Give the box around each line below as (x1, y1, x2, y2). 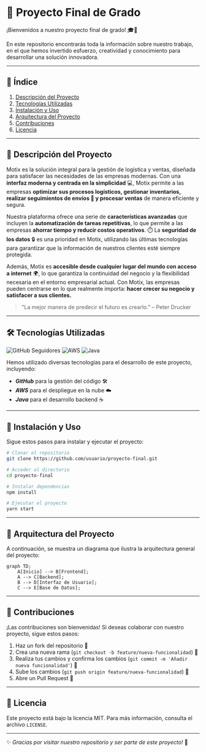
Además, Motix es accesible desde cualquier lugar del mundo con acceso (6, 263, 197, 270)
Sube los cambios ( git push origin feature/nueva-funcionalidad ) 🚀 (15, 668, 189, 675)
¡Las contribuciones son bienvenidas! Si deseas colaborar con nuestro (6, 623, 184, 631)
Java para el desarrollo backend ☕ (15, 396, 104, 404)
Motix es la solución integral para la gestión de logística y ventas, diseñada (6, 166, 196, 173)
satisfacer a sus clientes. (6, 291, 72, 299)
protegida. (6, 251, 32, 258)
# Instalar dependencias (6, 483, 70, 489)
